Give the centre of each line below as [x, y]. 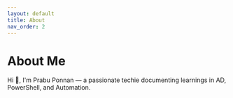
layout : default [31, 14]
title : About [26, 20]
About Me [36, 61]
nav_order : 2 [26, 26]
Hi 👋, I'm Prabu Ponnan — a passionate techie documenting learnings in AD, [117, 80]
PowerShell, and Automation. [49, 88]
